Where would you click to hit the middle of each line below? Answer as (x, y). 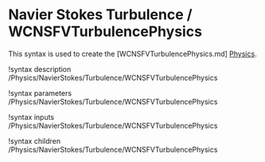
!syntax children (35, 140)
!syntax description (40, 69)
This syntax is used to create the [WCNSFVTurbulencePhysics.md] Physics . (132, 53)
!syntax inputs (31, 117)
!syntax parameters (40, 93)
